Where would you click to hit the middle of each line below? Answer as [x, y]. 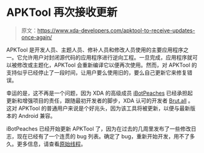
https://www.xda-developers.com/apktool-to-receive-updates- [116, 30]
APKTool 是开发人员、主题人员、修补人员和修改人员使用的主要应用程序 [95, 50]
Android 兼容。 [37, 115]
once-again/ [37, 37]
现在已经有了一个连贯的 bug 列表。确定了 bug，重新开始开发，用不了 [103, 136]
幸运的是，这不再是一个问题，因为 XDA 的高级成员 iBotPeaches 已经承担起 [100, 93]
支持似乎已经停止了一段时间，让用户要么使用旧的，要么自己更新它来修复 [97, 72]
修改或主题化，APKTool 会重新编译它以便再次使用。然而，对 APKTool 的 [107, 65]
